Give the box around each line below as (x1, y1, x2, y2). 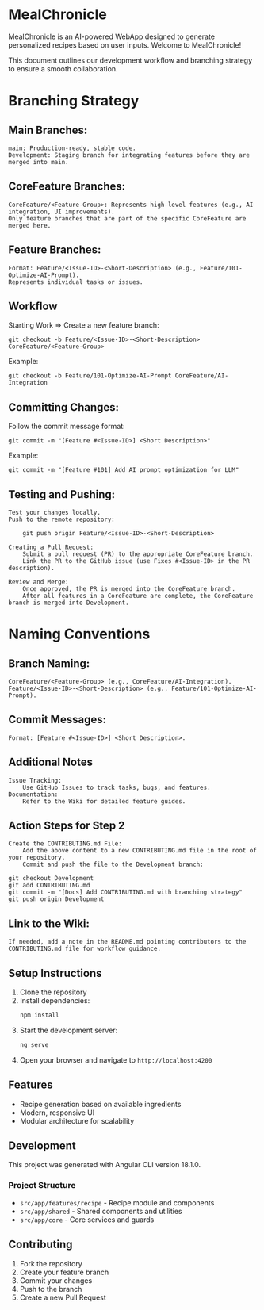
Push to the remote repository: (8, 515, 115, 523)
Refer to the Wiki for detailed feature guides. (22, 797, 186, 806)
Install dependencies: (19, 996, 90, 1005)
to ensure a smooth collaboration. (8, 63, 118, 73)
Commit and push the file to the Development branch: (22, 860, 204, 869)
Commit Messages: (8, 713, 107, 726)
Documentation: (8, 791, 59, 799)
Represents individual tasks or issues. (8, 278, 144, 286)
